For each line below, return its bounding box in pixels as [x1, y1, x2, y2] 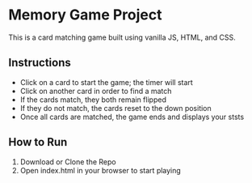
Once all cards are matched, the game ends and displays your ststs [19, 112, 245, 121]
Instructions [8, 56, 71, 70]
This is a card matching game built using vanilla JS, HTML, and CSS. [8, 32, 236, 42]
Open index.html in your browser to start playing [19, 165, 182, 175]
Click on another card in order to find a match [19, 86, 172, 96]
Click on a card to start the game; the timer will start [19, 77, 194, 87]
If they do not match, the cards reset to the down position [19, 103, 212, 113]
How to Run [8, 135, 68, 149]
